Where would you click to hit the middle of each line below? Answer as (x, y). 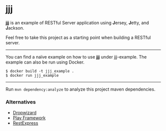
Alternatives (21, 102)
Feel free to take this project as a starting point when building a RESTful (78, 37)
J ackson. (15, 28)
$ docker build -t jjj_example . (40, 71)
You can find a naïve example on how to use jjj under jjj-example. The (76, 57)
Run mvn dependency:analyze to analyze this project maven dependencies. (81, 89)
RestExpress (25, 123)
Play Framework (29, 118)
